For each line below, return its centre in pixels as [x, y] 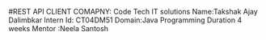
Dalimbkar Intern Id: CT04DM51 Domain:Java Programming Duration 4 [125, 20]
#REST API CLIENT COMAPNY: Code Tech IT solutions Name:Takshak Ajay [133, 12]
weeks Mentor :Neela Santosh [59, 28]
